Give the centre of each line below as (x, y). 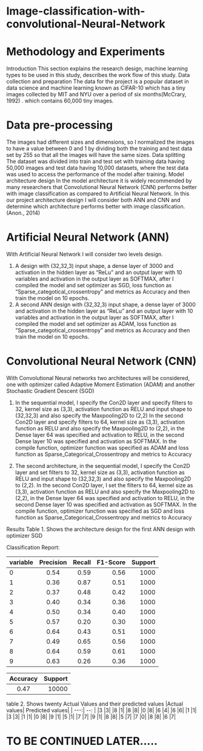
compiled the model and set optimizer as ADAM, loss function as (96, 324)
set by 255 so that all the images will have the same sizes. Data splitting (96, 155)
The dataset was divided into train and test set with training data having (95, 161)
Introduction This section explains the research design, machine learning (97, 68)
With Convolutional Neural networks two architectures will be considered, (98, 378)
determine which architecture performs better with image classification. (96, 207)
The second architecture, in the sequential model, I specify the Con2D (103, 466)
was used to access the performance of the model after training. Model (95, 175)
